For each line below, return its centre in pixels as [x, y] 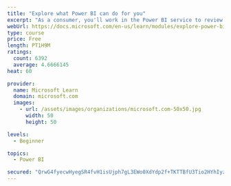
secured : [20, 172]
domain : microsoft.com [46, 96]
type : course [26, 33]
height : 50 [41, 122]
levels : [18, 134]
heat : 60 [20, 71]
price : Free [24, 39]
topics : [18, 153]
